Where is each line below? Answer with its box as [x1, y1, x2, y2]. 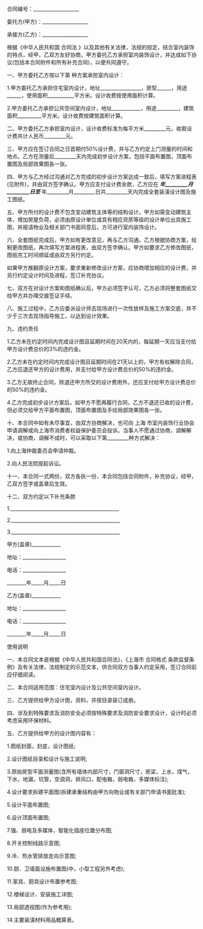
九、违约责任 [7, 325, 39, 332]
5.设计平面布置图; [7, 801, 51, 808]
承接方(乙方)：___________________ [7, 31, 89, 38]
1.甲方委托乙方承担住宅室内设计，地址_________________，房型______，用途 [7, 84, 187, 92]
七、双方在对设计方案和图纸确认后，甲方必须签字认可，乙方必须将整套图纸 [7, 285, 192, 291]
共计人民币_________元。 [17, 132, 77, 140]
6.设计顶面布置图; [7, 814, 51, 821]
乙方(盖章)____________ [7, 592, 61, 599]
